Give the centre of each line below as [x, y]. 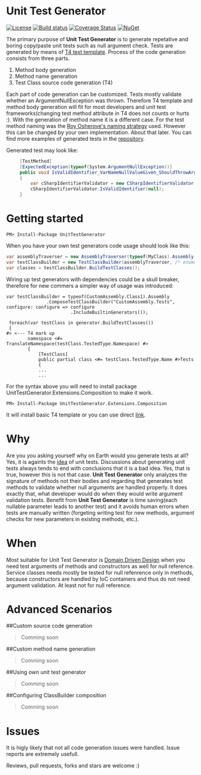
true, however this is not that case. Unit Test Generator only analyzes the [97, 475]
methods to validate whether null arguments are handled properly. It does [97, 487]
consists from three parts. [38, 58]
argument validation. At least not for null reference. [69, 585]
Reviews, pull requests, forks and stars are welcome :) [73, 766]
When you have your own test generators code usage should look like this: [98, 246]
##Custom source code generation [49, 626]
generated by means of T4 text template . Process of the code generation [96, 51]
